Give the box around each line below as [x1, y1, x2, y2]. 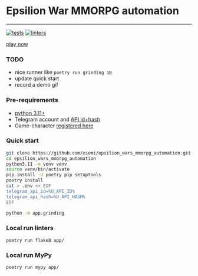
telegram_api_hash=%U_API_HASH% [6, 193, 85, 200]
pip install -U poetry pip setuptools [6, 172, 101, 178]
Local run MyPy [6, 251, 52, 259]
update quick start [14, 75, 60, 82]
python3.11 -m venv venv [6, 161, 67, 167]
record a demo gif [14, 81, 59, 88]
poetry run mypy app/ [6, 264, 60, 271]
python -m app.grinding [6, 210, 65, 216]
